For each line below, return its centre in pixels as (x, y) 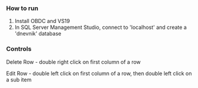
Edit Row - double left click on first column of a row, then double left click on (99, 73)
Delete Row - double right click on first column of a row (73, 62)
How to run (22, 8)
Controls (19, 49)
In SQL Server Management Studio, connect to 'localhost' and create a (101, 27)
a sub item (19, 79)
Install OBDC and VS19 (42, 21)
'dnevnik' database (38, 34)
